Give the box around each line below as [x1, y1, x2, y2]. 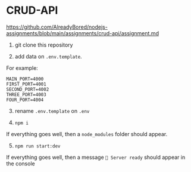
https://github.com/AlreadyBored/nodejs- [6, 23, 108, 30]
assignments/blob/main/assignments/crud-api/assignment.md [6, 29, 159, 36]
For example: [6, 64, 39, 72]
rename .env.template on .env [14, 107, 90, 114]
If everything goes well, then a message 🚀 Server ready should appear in [6, 153, 186, 161]
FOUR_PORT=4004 [6, 97, 44, 103]
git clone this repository [14, 41, 73, 48]
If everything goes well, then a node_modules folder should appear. [6, 130, 168, 137]
